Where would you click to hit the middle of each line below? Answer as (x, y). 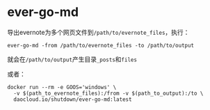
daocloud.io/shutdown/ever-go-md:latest (73, 99)
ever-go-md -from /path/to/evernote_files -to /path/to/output (101, 45)
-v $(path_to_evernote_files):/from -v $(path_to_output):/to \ (108, 93)
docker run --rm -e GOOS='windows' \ (62, 87)
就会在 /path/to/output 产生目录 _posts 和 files (72, 59)
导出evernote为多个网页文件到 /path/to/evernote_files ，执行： (98, 32)
